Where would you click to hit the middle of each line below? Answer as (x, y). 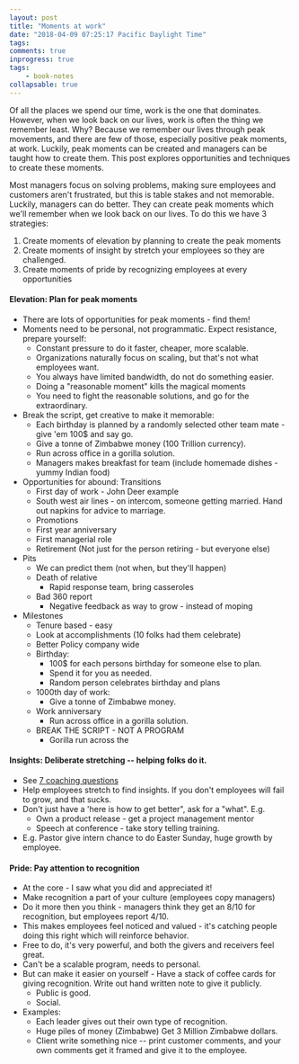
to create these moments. (57, 167)
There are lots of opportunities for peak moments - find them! (136, 319)
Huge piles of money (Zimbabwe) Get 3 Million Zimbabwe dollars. (157, 1032)
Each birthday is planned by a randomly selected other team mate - (160, 425)
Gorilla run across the (89, 739)
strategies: (29, 223)
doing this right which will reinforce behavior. (106, 935)
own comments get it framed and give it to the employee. (141, 1051)
